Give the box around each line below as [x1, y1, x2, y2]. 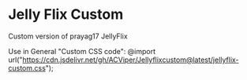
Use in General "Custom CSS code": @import [8, 46, 156, 56]
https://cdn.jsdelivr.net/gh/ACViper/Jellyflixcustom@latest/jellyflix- [22, 55, 239, 64]
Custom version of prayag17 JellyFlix [8, 31, 128, 41]
